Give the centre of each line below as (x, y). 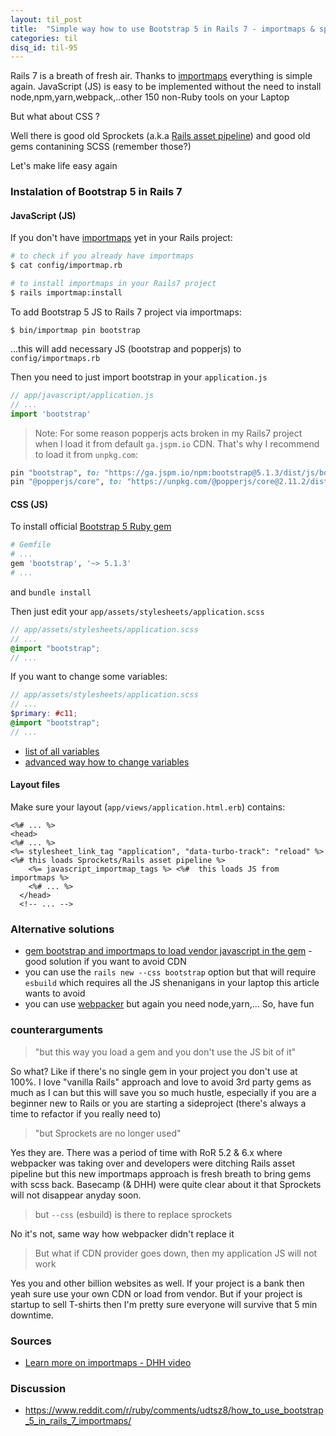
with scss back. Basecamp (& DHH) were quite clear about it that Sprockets (166, 1184)
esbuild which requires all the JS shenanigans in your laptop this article (172, 983)
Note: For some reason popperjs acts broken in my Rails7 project (168, 433)
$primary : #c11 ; (44, 714)
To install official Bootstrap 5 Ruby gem (91, 527)
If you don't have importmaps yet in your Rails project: (121, 238)
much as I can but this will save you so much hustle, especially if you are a (163, 1092)
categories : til (44, 38)
